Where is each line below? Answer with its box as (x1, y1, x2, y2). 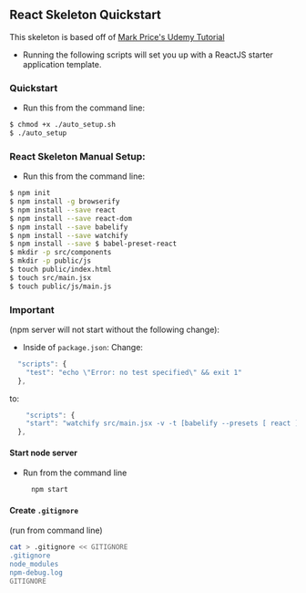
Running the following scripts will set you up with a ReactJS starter (22, 49, 273, 60)
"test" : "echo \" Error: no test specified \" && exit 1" (25, 368, 243, 377)
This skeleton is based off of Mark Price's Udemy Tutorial (9, 31, 225, 42)
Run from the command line (22, 467, 127, 478)
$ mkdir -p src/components (9, 248, 112, 257)
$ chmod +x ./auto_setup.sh (9, 120, 117, 130)
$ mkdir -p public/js (9, 256, 92, 265)
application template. (22, 58, 102, 69)
